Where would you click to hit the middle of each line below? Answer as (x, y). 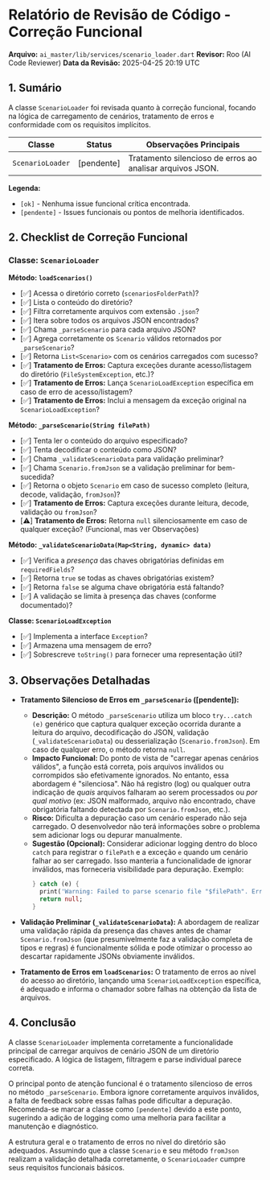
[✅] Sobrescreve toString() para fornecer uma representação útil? (131, 654)
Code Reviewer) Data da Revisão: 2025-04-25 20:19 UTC (104, 63)
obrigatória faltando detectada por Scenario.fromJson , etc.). (131, 810)
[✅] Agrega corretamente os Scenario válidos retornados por (121, 339)
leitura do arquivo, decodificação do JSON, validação (120, 732)
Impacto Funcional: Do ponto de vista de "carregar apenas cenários (145, 758)
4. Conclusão (42, 1023)
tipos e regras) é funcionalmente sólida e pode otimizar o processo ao (136, 947)
